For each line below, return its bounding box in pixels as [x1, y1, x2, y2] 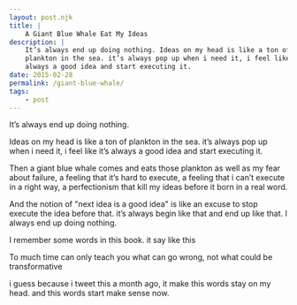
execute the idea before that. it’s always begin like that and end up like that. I [9, 209, 287, 219]
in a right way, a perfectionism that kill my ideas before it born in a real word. [9, 182, 288, 193]
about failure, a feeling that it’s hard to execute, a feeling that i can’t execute [9, 172, 286, 183]
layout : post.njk [9, 12, 73, 22]
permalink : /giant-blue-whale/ [9, 79, 125, 88]
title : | [9, 21, 42, 30]
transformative [9, 262, 63, 272]
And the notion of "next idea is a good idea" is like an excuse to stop [9, 199, 258, 210]
